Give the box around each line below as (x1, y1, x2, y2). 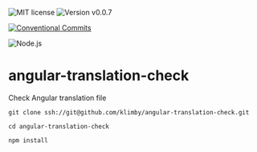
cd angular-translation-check (8, 122, 110, 130)
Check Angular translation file (8, 93, 107, 102)
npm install (8, 136, 48, 144)
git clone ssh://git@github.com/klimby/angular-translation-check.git (8, 108, 250, 116)
